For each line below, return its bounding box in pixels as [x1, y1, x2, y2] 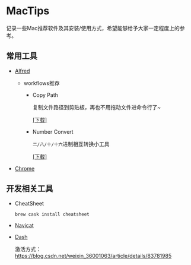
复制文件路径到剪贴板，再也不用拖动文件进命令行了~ [32, 103, 161, 111]
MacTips [6, 4, 50, 18]
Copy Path [32, 91, 58, 99]
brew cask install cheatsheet [14, 211, 90, 217]
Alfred [14, 67, 30, 74]
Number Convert [32, 128, 74, 135]
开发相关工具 [6, 184, 53, 194]
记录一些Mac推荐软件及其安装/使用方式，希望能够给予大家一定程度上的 [6, 24, 180, 31]
